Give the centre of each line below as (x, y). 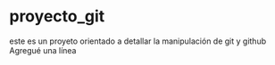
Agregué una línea (43, 50)
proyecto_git (57, 16)
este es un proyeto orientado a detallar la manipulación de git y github (137, 41)
